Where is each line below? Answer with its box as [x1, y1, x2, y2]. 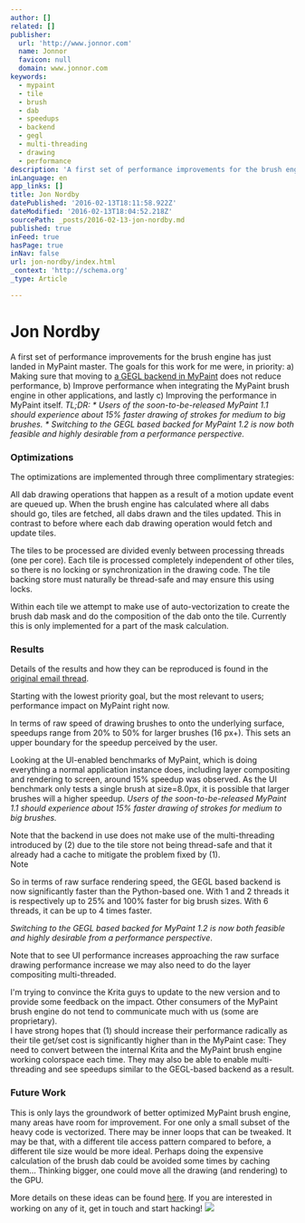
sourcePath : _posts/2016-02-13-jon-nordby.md [10, 215, 185, 225]
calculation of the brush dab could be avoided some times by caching [10, 1155, 271, 1166]
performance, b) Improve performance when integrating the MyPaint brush [10, 380, 290, 390]
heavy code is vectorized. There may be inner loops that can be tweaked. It [10, 1126, 292, 1137]
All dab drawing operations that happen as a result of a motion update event [10, 488, 294, 499]
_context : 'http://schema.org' [10, 266, 129, 275]
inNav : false [10, 249, 60, 258]
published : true [10, 224, 71, 233]
